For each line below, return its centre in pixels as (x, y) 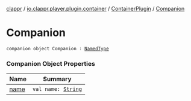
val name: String (57, 89)
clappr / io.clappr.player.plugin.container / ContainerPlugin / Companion (95, 9)
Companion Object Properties (51, 63)
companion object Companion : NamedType (58, 48)
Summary (57, 79)
